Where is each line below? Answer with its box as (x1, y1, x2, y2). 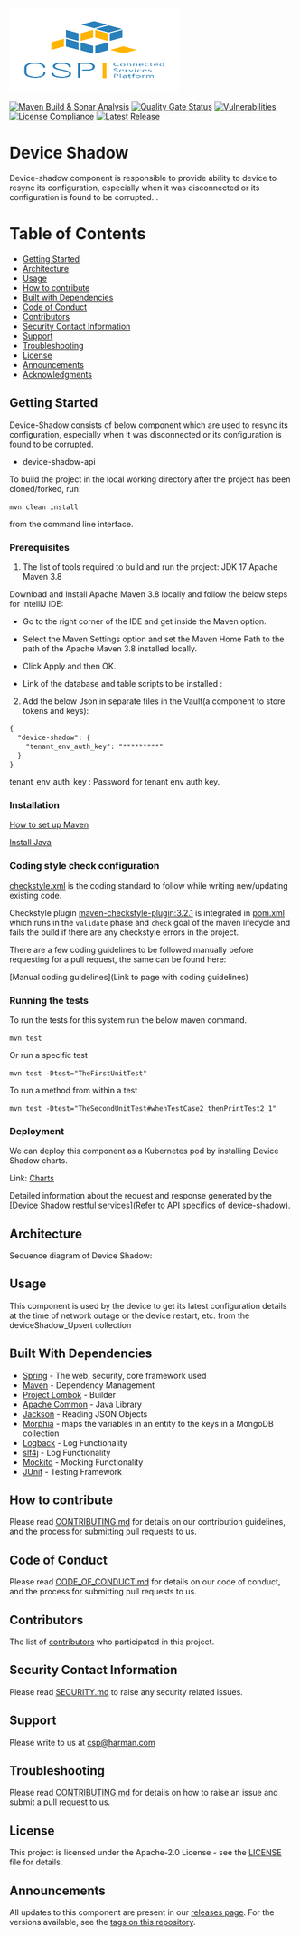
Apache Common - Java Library (22, 1399, 143, 1410)
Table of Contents (9, 224, 146, 245)
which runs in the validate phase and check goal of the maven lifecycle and (9, 917, 291, 928)
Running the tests (9, 994, 89, 1007)
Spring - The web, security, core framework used (22, 1370, 207, 1381)
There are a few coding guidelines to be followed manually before (9, 944, 254, 955)
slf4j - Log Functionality (22, 1447, 111, 1458)
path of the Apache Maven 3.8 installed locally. (22, 642, 198, 654)
